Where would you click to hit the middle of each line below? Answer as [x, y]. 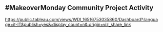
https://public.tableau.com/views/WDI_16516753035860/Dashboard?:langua [81, 19]
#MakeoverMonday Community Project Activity [79, 8]
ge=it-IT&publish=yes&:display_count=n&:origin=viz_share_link [68, 24]
